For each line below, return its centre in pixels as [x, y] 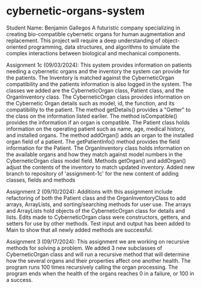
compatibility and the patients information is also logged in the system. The [99, 84]
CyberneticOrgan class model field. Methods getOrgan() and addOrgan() [96, 161]
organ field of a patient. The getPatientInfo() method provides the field [93, 141]
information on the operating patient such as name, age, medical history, [96, 129]
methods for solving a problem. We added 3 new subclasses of [84, 248]
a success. [19, 280]
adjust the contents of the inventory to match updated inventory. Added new [100, 167]
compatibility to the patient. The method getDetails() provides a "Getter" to [98, 109]
